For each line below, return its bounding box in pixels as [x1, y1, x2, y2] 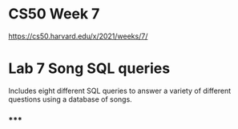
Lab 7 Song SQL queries [8, 59, 171, 78]
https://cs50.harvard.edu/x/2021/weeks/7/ [8, 31, 148, 41]
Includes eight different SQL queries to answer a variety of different [8, 86, 232, 95]
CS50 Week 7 [8, 5, 100, 23]
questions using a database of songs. [8, 94, 132, 104]
